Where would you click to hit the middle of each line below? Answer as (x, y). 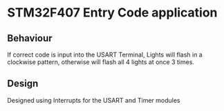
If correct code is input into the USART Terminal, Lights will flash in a (105, 54)
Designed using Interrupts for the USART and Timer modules (94, 100)
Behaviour (30, 38)
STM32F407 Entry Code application (112, 13)
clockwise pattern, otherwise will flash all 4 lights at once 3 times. (101, 62)
